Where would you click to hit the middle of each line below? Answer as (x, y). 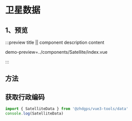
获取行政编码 (25, 97)
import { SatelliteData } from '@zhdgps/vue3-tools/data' (67, 109)
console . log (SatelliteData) (34, 114)
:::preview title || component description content (55, 42)
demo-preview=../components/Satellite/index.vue (56, 52)
